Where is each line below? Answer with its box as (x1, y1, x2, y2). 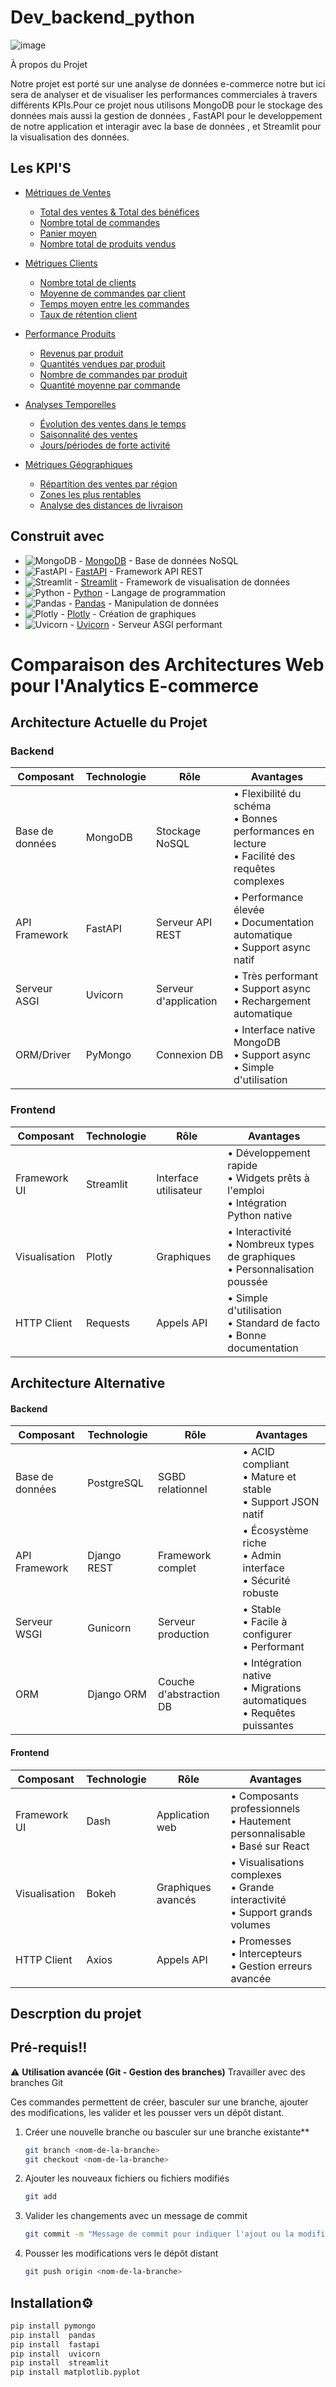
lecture (233, 837, 267, 851)
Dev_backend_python (10, 6, 195, 29)
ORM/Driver (15, 1048, 72, 1062)
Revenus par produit (39, 347, 124, 359)
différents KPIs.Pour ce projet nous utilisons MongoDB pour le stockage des (10, 99, 323, 111)
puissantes (242, 1719, 294, 1733)
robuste (242, 1586, 280, 1600)
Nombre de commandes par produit (39, 368, 188, 380)
